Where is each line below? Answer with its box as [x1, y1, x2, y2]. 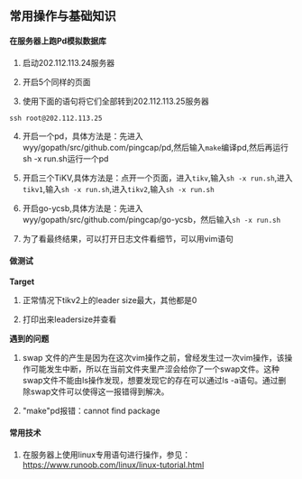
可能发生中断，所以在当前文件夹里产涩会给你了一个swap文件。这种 [30, 364, 280, 374]
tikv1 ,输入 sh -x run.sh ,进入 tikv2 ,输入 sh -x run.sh [22, 183, 215, 194]
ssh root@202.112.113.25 [9, 114, 103, 123]
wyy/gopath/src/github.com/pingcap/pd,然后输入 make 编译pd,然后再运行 [22, 142, 289, 152]
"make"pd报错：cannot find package [22, 405, 160, 416]
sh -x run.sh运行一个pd [22, 152, 109, 164]
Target [9, 276, 35, 287]
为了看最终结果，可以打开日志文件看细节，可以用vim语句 [22, 233, 234, 244]
